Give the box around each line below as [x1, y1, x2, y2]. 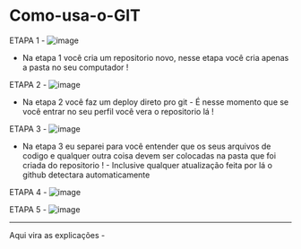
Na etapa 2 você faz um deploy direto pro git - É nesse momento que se [21, 96, 289, 107]
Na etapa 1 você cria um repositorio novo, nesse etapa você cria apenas [21, 52, 289, 63]
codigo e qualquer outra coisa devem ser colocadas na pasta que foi [21, 150, 276, 161]
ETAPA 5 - [9, 203, 47, 215]
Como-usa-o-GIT [9, 5, 142, 26]
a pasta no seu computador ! [21, 62, 129, 73]
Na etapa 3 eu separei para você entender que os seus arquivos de [21, 141, 271, 151]
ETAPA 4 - [9, 186, 47, 197]
